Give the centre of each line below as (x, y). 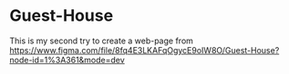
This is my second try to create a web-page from (102, 41)
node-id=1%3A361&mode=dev (67, 60)
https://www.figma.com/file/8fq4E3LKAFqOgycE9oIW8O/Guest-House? (144, 50)
